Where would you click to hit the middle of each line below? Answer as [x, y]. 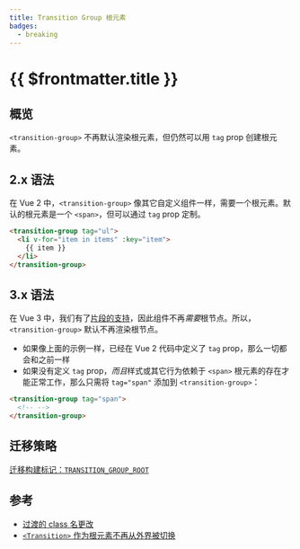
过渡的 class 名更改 [58, 524]
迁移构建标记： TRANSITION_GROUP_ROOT [79, 469]
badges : [24, 26]
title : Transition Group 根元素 [68, 18]
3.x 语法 [32, 294]
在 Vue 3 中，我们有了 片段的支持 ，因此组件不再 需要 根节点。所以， [132, 318]
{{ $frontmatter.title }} [94, 79]
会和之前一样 [46, 359]
